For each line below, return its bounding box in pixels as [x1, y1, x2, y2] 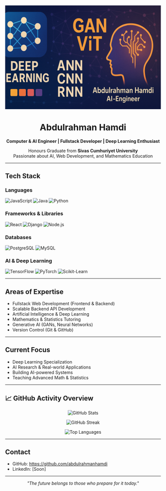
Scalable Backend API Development [12, 306, 85, 312]
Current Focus [5, 346, 50, 354]
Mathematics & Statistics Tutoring [12, 317, 81, 322]
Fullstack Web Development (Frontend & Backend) [12, 301, 115, 306]
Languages [5, 186, 33, 193]
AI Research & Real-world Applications [12, 364, 91, 370]
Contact [5, 448, 31, 456]
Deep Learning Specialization [12, 359, 73, 365]
